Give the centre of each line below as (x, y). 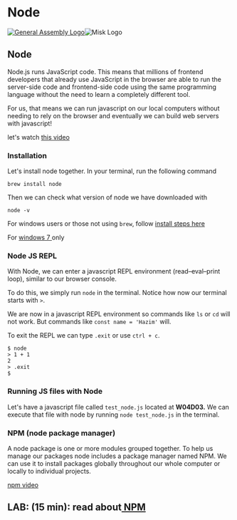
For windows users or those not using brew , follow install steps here (106, 224)
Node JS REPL (32, 256)
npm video (23, 484)
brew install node (35, 184)
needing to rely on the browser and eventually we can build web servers (113, 115)
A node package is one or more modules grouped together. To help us (110, 448)
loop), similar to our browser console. (62, 279)
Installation (27, 155)
